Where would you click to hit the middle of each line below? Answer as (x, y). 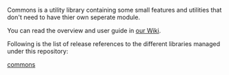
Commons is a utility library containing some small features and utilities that (114, 10)
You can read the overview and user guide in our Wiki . (84, 31)
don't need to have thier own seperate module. (73, 17)
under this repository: (38, 51)
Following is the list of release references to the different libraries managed (114, 44)
